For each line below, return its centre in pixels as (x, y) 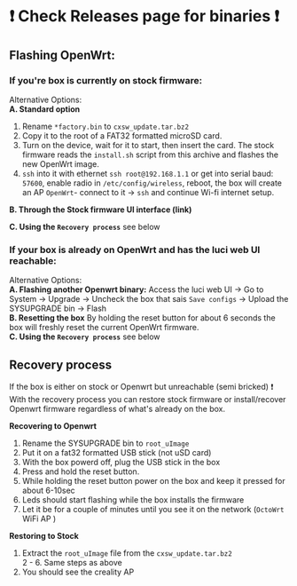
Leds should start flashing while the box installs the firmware (133, 499)
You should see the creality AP (78, 572)
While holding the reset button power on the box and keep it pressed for (153, 480)
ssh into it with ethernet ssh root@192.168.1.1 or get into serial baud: (148, 173)
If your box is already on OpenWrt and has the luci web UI (135, 249)
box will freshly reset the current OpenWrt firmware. (104, 328)
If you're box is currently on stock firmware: (106, 80)
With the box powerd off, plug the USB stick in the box (121, 462)
